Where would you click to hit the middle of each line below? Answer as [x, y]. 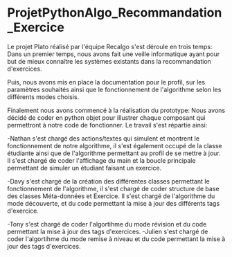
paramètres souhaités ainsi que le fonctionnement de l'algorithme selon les [114, 89]
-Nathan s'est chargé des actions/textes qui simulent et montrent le [103, 138]
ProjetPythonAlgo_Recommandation [115, 13]
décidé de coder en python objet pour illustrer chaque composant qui [106, 117]
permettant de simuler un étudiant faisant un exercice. [84, 168]
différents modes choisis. [43, 97]
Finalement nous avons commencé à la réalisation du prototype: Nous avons [116, 110]
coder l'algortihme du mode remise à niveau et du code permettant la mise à [116, 239]
